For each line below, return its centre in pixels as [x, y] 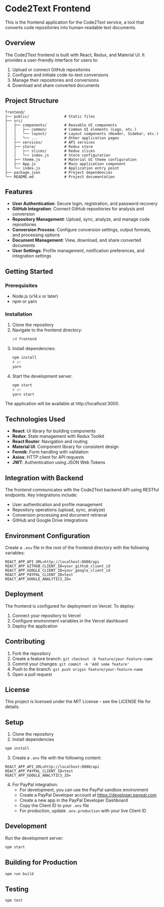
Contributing [25, 641]
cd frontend [24, 339]
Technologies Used [35, 419]
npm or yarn [24, 301]
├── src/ [14, 121]
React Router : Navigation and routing [50, 442]
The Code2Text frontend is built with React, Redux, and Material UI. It [75, 55]
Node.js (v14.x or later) [35, 296]
